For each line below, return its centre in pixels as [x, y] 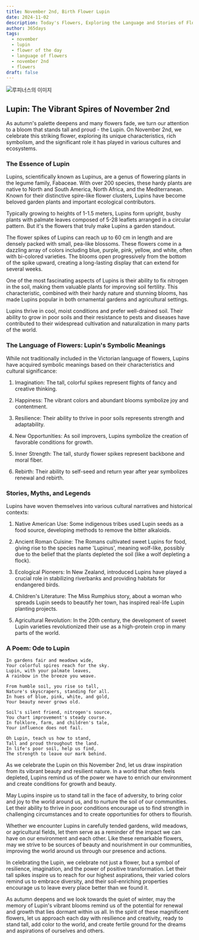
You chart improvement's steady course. [57, 718]
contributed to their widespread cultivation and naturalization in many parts [98, 323]
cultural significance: [32, 371]
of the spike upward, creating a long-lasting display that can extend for [93, 263]
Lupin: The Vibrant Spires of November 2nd [88, 109]
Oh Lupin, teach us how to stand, [49, 739]
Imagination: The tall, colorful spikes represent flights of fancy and [96, 382]
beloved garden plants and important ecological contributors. [81, 202]
